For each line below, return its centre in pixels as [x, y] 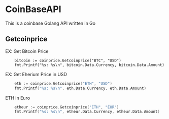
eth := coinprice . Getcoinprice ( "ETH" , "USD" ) [63, 83]
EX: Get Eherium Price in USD [36, 74]
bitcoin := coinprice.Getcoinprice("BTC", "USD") [68, 61]
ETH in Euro [18, 98]
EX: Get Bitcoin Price [27, 51]
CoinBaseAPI [33, 9]
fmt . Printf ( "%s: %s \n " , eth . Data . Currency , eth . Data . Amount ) [80, 88]
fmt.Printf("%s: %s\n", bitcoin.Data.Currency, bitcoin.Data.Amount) [90, 65]
